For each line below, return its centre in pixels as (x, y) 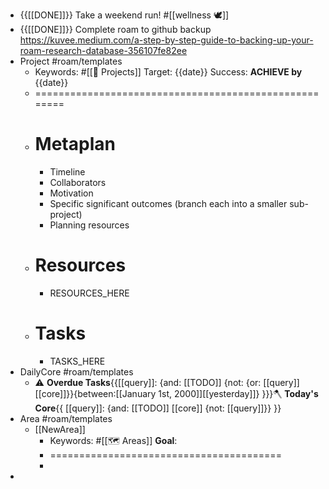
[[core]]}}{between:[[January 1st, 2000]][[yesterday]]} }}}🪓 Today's (176, 393)
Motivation (71, 193)
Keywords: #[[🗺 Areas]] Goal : (113, 440)
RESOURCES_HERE (89, 293)
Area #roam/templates (66, 418)
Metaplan (75, 144)
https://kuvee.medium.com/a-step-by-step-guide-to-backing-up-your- (166, 40)
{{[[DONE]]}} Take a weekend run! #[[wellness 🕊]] (124, 15)
